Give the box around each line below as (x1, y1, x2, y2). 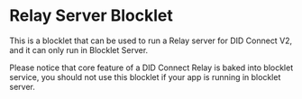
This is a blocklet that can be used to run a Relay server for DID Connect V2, (9, 35, 293, 46)
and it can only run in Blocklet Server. (9, 44, 149, 55)
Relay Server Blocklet (9, 5, 173, 26)
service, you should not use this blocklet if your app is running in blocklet (9, 71, 281, 82)
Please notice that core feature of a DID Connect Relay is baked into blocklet (9, 62, 294, 73)
